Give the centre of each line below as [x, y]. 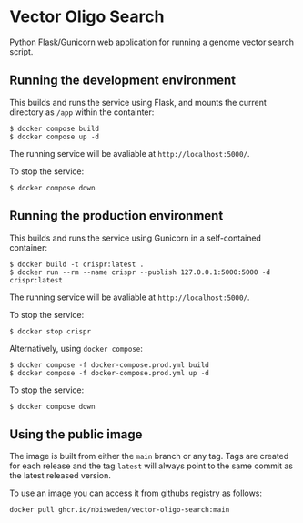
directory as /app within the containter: [82, 112]
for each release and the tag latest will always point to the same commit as [151, 466]
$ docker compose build [55, 128]
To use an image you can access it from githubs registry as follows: [136, 493]
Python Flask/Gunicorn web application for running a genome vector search [151, 42]
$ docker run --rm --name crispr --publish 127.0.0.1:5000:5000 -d [140, 272]
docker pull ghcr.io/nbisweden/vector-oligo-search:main [120, 510]
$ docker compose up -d [55, 137]
